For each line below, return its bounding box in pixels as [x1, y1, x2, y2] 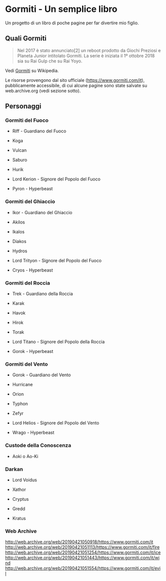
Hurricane [12, 382, 33, 388]
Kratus [12, 515, 26, 521]
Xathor [12, 486, 26, 492]
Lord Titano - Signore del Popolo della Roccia [12, 339, 105, 345]
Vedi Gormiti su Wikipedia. [5, 67, 59, 73]
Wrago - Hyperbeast [12, 430, 54, 436]
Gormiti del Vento [5, 360, 48, 367]
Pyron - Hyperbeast [12, 186, 53, 192]
